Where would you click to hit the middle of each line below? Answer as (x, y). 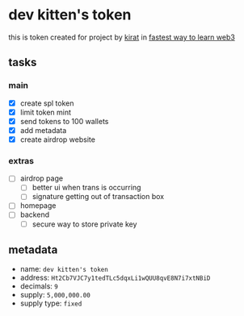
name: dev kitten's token (64, 269)
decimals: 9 (39, 286)
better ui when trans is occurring (86, 188)
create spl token (47, 103)
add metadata (43, 130)
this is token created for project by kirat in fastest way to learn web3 (122, 37)
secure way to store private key (84, 224)
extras (21, 160)
